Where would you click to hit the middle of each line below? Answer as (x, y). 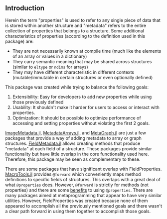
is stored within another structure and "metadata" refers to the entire (76, 25)
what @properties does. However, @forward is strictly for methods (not (77, 185)
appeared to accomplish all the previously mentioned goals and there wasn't (84, 206)
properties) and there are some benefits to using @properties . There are (79, 190)
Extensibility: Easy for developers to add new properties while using (82, 97)
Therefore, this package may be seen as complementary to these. (73, 159)
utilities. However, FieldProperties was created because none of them (77, 201)
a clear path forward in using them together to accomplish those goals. (78, 211)
